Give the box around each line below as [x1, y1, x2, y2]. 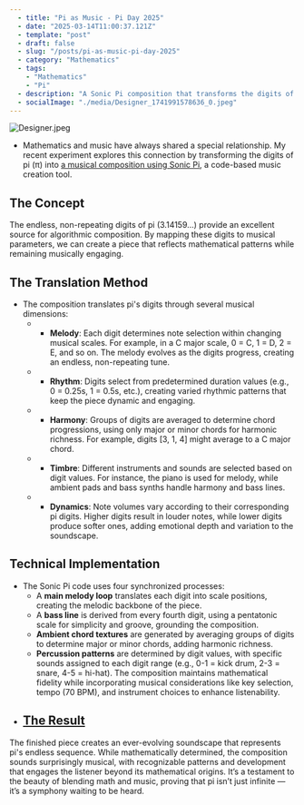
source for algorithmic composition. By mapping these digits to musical [9, 229, 276, 241]
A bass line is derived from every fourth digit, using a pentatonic [35, 609, 279, 620]
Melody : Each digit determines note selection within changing [49, 328, 282, 339]
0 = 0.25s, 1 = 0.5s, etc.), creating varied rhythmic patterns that [49, 386, 287, 396]
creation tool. [22, 169, 73, 180]
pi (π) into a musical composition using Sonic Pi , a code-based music [22, 160, 281, 171]
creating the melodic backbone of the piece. [35, 600, 202, 611]
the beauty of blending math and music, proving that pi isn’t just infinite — [9, 775, 286, 786]
